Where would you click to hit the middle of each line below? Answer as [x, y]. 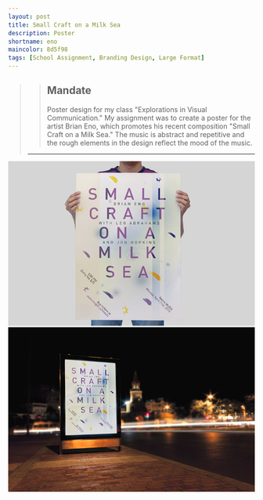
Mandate [69, 91]
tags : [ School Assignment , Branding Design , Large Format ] [106, 58]
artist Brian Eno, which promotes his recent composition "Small [148, 126]
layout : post [29, 16]
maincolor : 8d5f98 [38, 50]
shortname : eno [33, 42]
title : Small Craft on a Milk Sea [65, 25]
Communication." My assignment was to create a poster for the [149, 118]
